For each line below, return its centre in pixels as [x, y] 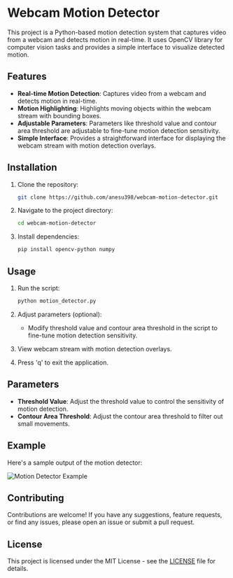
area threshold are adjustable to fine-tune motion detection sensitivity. [119, 130]
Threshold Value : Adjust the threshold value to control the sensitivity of [121, 401]
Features [27, 77]
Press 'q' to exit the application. [63, 362]
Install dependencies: [48, 237]
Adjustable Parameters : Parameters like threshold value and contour [117, 123]
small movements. [43, 423]
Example [27, 446]
